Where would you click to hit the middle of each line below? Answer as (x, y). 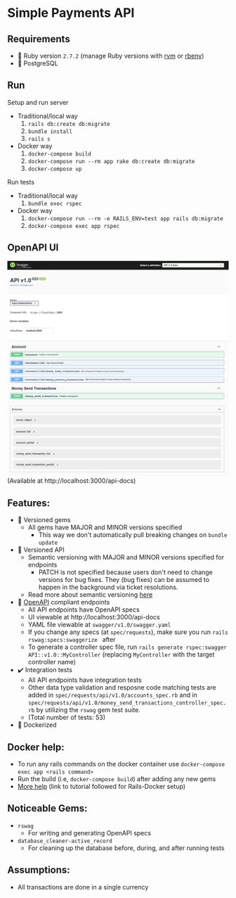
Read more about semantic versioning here (90, 595)
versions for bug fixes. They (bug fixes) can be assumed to (124, 580)
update (48, 543)
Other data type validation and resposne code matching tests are (122, 688)
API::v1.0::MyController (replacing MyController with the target (121, 654)
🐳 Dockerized (37, 725)
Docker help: (36, 747)
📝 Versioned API (41, 550)
